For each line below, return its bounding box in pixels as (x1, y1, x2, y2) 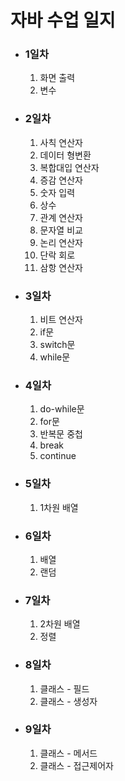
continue (39, 450, 77, 462)
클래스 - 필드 (39, 682, 90, 695)
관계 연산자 (39, 211, 83, 223)
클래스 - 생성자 (39, 695, 98, 707)
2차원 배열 (39, 618, 81, 630)
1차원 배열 (39, 501, 79, 513)
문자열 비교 (39, 224, 83, 236)
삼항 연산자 (39, 261, 83, 273)
